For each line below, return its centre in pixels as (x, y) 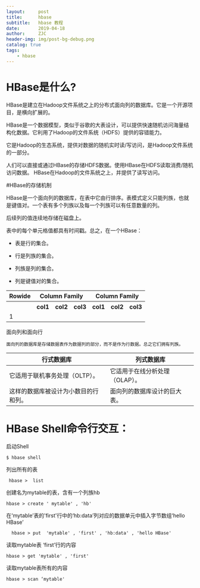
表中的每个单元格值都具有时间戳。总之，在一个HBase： (74, 230)
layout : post (28, 12)
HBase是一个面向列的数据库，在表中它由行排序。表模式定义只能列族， (92, 197)
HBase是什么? (41, 87)
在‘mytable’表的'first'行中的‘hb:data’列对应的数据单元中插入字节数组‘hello (96, 515)
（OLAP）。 (125, 380)
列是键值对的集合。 (38, 281)
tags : (13, 51)
